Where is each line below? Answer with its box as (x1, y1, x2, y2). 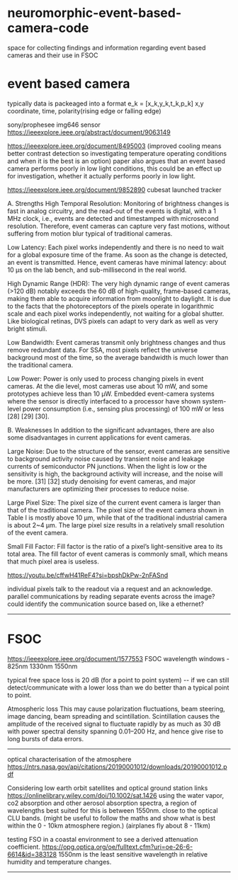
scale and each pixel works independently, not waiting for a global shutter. (7, 309, 225, 318)
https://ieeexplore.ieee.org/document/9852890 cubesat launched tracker (7, 185, 222, 194)
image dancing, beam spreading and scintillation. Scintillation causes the (7, 712, 220, 720)
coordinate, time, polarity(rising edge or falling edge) (7, 106, 161, 115)
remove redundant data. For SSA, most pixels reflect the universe (7, 345, 198, 354)
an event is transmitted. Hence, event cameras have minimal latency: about (7, 258, 227, 266)
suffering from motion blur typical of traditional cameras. (7, 229, 173, 238)
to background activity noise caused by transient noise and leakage (7, 455, 205, 463)
